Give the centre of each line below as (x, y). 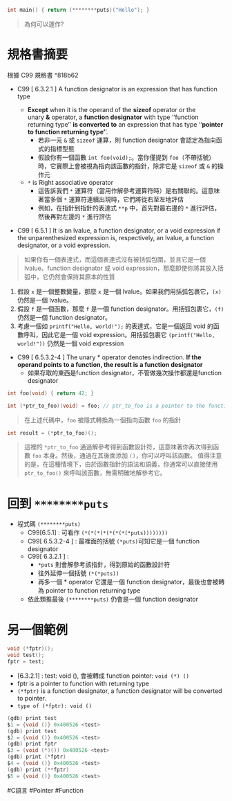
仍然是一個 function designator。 (64, 317)
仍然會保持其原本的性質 (81, 276)
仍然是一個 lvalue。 (45, 300)
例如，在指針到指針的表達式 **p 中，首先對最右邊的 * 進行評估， (129, 208)
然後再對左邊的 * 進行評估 (75, 216)
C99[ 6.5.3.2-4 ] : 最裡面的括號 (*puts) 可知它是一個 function (114, 541)
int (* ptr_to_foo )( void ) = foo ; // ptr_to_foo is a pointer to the (106, 406)
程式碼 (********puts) (49, 524)
